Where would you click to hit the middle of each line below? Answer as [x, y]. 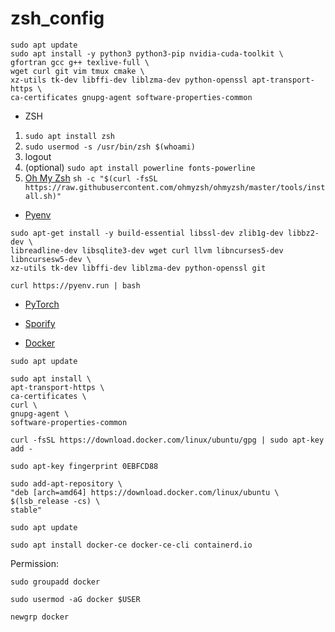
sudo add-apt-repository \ [66, 483]
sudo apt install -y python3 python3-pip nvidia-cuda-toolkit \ [147, 53]
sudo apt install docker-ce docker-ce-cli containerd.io [131, 545]
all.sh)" [43, 196]
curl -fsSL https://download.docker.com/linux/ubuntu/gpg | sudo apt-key [167, 440]
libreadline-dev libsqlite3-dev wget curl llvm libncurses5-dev [147, 250]
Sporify [40, 323]
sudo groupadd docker [55, 582]
